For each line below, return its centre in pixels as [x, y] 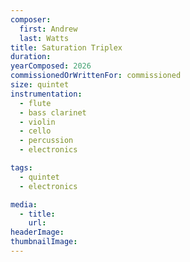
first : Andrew [48, 29]
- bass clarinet [53, 112]
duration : [31, 57]
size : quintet [40, 85]
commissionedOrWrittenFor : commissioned [96, 76]
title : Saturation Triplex [66, 47]
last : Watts [44, 38]
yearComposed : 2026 [51, 66]
